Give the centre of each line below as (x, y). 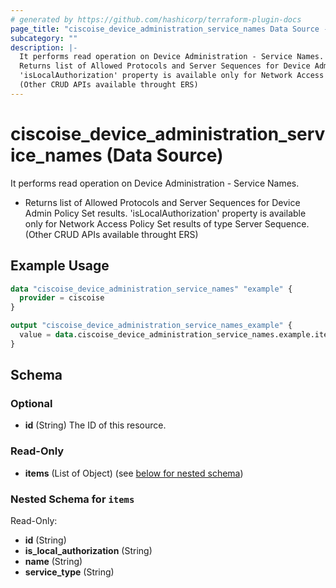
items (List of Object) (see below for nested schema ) (134, 473)
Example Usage (60, 266)
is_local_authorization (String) (88, 551)
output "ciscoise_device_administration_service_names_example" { (151, 326)
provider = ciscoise (62, 298)
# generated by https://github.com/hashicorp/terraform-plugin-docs (156, 19)
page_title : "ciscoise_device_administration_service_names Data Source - (169, 29)
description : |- (44, 47)
